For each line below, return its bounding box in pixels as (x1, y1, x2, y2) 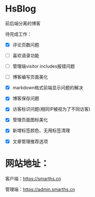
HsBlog (5, 3, 36, 15)
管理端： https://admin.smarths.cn (5, 186, 75, 192)
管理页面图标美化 (12, 117, 48, 123)
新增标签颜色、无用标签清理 (12, 127, 70, 134)
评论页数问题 (12, 41, 39, 48)
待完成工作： (5, 31, 32, 37)
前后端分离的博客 (5, 20, 41, 26)
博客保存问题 (12, 95, 39, 101)
